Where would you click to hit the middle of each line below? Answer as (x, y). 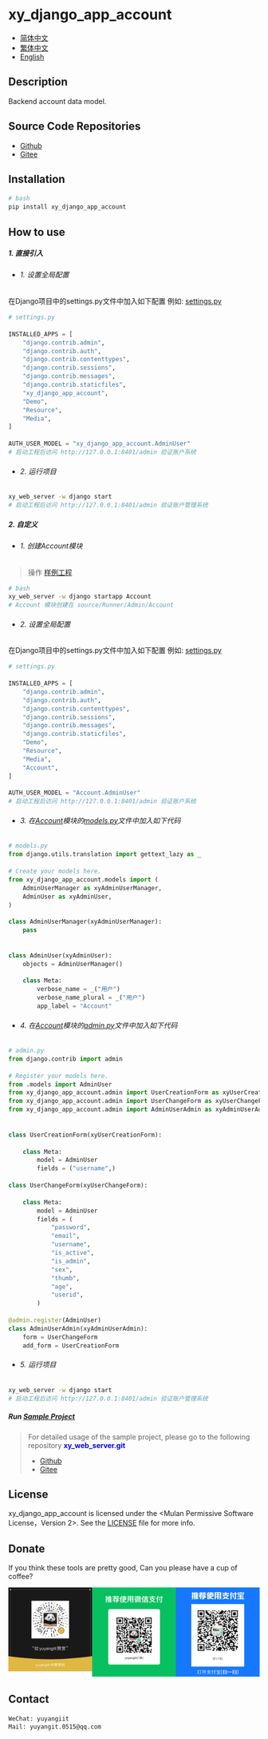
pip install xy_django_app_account (67, 207)
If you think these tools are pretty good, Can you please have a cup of (123, 1568)
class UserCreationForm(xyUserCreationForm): (85, 1135)
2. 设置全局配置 (45, 624)
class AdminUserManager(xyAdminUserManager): (85, 922)
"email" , (65, 1236)
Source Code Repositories (75, 127)
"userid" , (67, 1295)
